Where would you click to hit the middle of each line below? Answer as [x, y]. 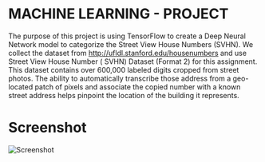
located [21, 87]
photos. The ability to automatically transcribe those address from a [120, 78]
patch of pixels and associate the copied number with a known [138, 87]
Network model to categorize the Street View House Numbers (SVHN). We [131, 44]
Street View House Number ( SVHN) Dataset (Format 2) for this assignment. [133, 61]
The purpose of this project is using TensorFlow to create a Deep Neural [127, 36]
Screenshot [47, 128]
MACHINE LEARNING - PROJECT [119, 14]
